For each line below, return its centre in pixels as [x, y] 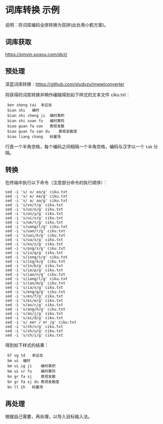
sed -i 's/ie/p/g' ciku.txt [34, 270]
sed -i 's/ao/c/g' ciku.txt [34, 305]
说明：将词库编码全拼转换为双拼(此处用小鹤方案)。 [57, 25]
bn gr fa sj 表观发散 [32, 377]
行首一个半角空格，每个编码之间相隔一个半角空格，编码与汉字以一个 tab [79, 146]
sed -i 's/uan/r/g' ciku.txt [35, 231]
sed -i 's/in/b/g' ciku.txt [34, 266]
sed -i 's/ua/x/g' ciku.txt [34, 240]
